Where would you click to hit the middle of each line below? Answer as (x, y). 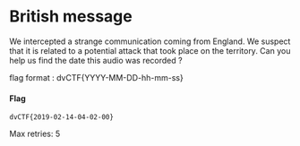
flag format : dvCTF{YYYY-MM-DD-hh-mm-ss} (96, 77)
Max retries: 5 (35, 134)
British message (71, 17)
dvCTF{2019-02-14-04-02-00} (62, 117)
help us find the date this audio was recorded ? (96, 60)
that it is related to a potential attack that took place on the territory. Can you (150, 50)
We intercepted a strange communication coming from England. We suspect (150, 41)
